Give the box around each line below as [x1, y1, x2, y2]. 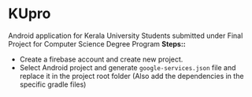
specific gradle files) [19, 80, 87, 89]
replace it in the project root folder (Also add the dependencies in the [19, 71, 244, 80]
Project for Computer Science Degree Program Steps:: [8, 39, 187, 48]
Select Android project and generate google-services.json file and [19, 62, 236, 72]
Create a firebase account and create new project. [19, 54, 183, 64]
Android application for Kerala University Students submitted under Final [8, 31, 243, 40]
